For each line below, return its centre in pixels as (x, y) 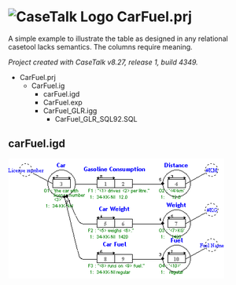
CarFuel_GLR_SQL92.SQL (96, 119)
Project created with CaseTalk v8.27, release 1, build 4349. (103, 62)
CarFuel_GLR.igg (70, 111)
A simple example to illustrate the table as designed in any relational (118, 38)
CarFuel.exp (63, 102)
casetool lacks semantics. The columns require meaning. (100, 46)
